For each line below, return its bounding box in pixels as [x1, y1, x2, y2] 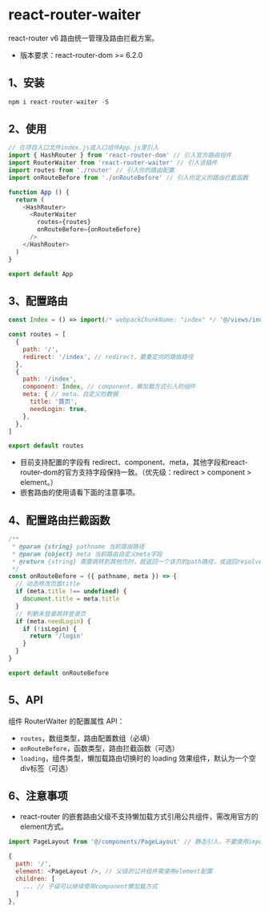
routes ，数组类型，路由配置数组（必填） [19, 733, 155, 743]
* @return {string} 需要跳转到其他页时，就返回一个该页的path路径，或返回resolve [11, 557, 263, 565]
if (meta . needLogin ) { [15, 617, 91, 626]
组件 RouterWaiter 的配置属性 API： [8, 716, 125, 726]
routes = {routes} [37, 218, 91, 226]
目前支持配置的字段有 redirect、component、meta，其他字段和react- [19, 458, 248, 467]
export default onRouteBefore [8, 669, 110, 677]
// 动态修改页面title [15, 580, 80, 588]
